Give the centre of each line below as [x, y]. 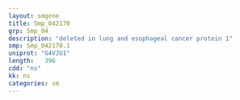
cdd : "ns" [25, 69]
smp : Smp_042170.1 [39, 46]
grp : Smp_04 [28, 31]
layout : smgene [34, 16]
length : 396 [32, 61]
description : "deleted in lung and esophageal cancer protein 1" [120, 38]
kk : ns [19, 76]
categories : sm [34, 83]
